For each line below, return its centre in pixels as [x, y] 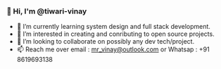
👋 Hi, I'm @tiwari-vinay [47, 11]
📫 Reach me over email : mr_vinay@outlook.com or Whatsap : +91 [113, 49]
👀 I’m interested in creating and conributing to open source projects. [116, 34]
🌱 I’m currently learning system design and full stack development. [113, 27]
